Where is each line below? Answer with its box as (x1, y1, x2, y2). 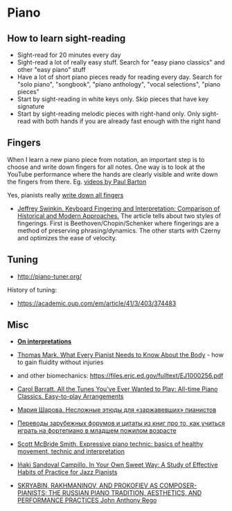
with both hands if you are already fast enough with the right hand (32, 117, 221, 125)
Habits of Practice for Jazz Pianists (17, 468, 118, 476)
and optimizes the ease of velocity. (17, 233, 118, 242)
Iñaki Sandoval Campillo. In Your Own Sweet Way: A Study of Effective (17, 460, 218, 469)
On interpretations (17, 337, 72, 346)
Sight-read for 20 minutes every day (17, 51, 121, 59)
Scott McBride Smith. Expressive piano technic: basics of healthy (17, 440, 204, 448)
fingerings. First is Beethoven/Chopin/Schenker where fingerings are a (17, 219, 220, 227)
